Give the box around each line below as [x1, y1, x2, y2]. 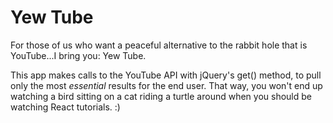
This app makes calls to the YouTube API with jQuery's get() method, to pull [10, 69, 322, 81]
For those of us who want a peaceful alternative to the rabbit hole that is [10, 39, 308, 51]
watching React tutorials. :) [10, 101, 121, 113]
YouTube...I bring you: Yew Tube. [10, 49, 147, 61]
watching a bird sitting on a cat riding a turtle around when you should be [10, 90, 312, 102]
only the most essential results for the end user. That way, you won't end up [10, 79, 323, 91]
